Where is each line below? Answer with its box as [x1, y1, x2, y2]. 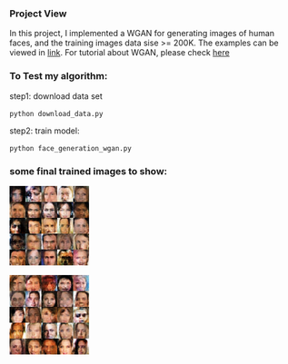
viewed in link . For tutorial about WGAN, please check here [9, 47, 230, 58]
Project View [9, 7, 67, 20]
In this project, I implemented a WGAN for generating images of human [9, 28, 275, 39]
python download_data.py [9, 109, 104, 118]
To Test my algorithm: [9, 70, 108, 83]
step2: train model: [9, 125, 80, 136]
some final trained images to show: [9, 164, 168, 177]
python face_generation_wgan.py [9, 143, 132, 152]
